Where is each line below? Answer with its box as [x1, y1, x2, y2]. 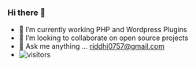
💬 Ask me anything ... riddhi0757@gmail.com [18, 42, 165, 51]
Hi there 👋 [7, 7, 46, 18]
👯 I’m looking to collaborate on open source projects [18, 33, 189, 42]
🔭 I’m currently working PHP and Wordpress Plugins [18, 25, 187, 35]
